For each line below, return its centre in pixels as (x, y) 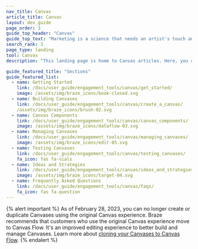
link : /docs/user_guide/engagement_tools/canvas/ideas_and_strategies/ (106, 170)
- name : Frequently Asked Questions (56, 181)
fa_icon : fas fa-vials (44, 159)
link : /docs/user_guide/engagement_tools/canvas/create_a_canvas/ (100, 104)
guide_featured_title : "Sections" (49, 71)
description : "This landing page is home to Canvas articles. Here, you (97, 61)
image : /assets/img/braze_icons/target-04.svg (75, 175)
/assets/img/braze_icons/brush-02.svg (64, 109)
